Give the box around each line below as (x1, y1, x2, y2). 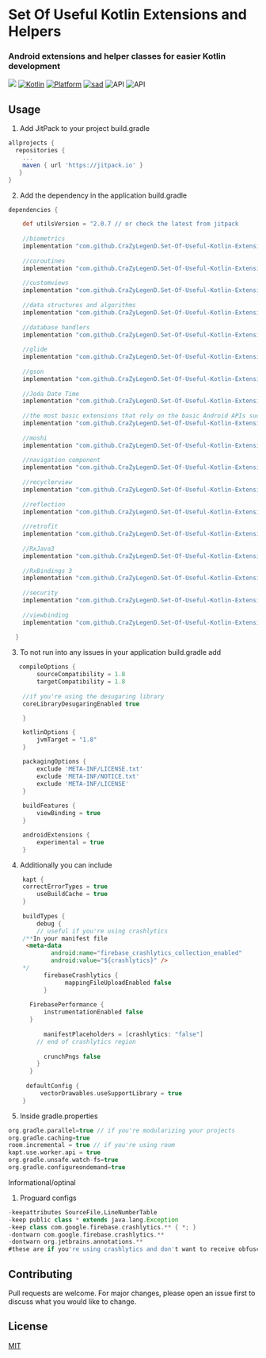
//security (22, 589, 59, 597)
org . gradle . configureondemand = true (8, 1164, 126, 1171)
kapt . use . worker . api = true (8, 1148, 101, 1156)
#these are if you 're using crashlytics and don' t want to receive (8, 1245, 236, 1253)
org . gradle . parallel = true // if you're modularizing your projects (8, 1126, 236, 1134)
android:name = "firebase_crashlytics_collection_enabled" (50, 949, 243, 957)
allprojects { (8, 139, 55, 148)
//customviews (22, 279, 69, 287)
